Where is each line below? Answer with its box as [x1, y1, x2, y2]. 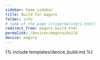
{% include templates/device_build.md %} [5, 48, 93, 55]
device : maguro [5, 35, 37, 40]
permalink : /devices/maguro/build [5, 30, 78, 35]
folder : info [5, 16, 33, 21]
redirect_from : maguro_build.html [5, 26, 78, 31]
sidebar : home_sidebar [5, 7, 53, 12]
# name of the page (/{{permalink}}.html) [5, 21, 96, 26]
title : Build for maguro [5, 12, 58, 17]
